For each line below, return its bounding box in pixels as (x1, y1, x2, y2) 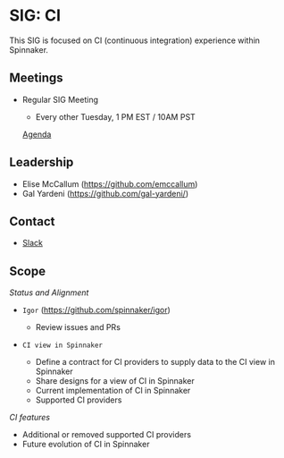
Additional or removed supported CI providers (21, 429, 192, 440)
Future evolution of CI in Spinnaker (21, 439, 150, 450)
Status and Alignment (9, 287, 89, 298)
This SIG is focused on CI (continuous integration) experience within (9, 35, 261, 46)
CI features (9, 412, 51, 423)
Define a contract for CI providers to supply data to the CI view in (35, 357, 275, 368)
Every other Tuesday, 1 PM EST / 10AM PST (35, 111, 196, 122)
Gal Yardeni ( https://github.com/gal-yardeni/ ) (21, 188, 189, 199)
